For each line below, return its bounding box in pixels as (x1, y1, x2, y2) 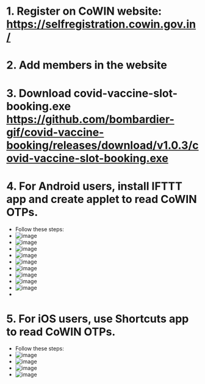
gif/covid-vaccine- (6, 125, 104, 139)
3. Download (6, 86, 71, 100)
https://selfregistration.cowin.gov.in (6, 17, 196, 31)
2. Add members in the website (6, 58, 168, 72)
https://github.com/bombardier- (6, 112, 175, 126)
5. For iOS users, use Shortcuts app (6, 312, 189, 325)
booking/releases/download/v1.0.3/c (6, 138, 199, 152)
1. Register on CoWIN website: (6, 4, 162, 18)
